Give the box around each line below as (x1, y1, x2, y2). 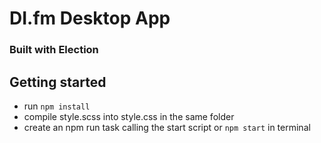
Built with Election (9, 43, 99, 57)
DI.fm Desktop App (9, 7, 171, 30)
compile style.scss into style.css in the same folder (23, 110, 235, 122)
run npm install (23, 100, 91, 112)
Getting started (9, 73, 107, 91)
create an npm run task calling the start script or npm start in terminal (23, 121, 311, 133)
